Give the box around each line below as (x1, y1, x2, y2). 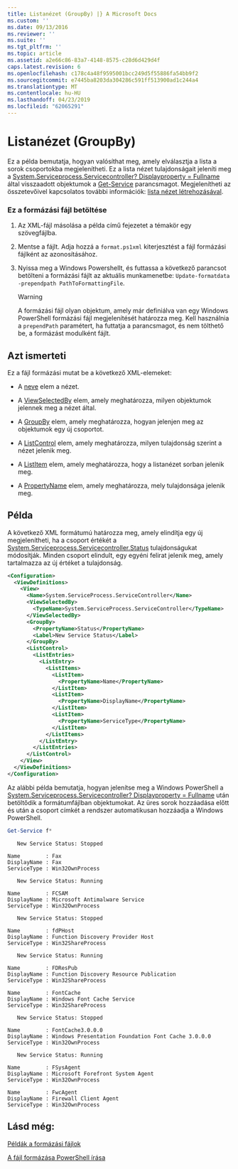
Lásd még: (7, 1121, 55, 1133)
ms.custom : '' (7, 17, 50, 24)
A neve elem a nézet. (17, 382, 80, 391)
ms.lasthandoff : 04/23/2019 (7, 97, 91, 104)
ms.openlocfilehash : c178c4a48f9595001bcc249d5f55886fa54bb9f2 (7, 70, 199, 77)
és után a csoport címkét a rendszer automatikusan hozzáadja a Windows (7, 806, 224, 814)
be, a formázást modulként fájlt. (17, 329, 112, 338)
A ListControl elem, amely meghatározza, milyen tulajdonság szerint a (17, 438, 222, 447)
